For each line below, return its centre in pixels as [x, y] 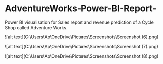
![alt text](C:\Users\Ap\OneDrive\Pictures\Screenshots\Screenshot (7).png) [81, 46]
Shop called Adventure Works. [37, 27]
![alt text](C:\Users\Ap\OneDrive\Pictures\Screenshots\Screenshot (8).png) [82, 56]
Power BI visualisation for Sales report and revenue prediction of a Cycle [80, 22]
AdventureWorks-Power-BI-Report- [81, 9]
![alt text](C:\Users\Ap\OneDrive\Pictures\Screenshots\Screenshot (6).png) [82, 37]
